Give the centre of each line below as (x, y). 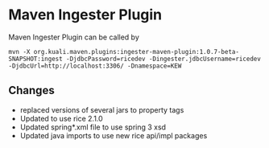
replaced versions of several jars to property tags (102, 109)
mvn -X (19, 51)
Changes (31, 90)
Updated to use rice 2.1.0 (61, 118)
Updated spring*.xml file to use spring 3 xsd (93, 127)
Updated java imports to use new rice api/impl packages (114, 135)
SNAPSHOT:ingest (35, 59)
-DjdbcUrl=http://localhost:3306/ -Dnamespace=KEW (95, 66)
